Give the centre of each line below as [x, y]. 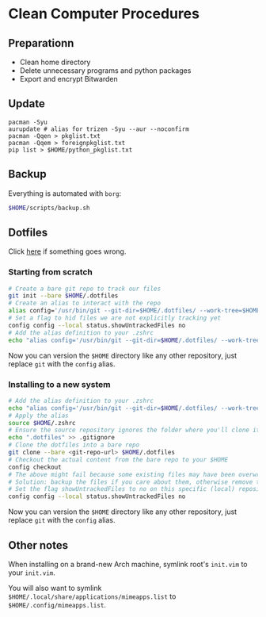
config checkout [35, 467]
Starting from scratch [51, 272]
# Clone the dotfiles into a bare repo [74, 445]
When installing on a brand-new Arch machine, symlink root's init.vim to [128, 564]
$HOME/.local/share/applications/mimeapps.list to [92, 596]
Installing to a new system [59, 384]
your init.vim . [32, 573]
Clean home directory [55, 62]
